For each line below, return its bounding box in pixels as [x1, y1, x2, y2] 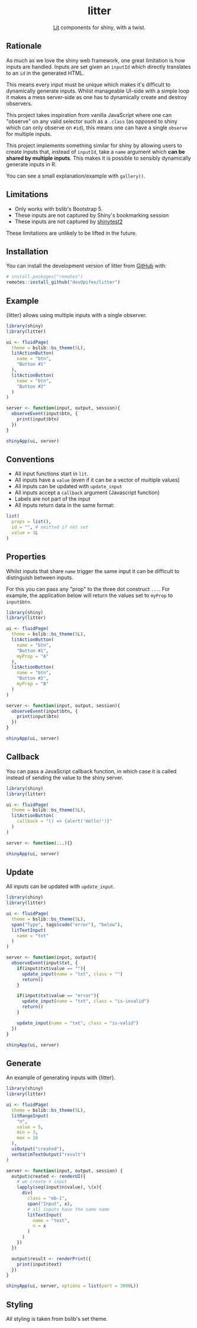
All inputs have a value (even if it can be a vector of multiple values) [14, 476, 180, 483]
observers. [6, 100, 33, 107]
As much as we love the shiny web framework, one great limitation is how [6, 56, 185, 64]
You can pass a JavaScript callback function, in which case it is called [6, 767, 177, 774]
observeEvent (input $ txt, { [11, 960, 78, 966]
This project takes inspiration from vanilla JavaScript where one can [6, 111, 172, 118]
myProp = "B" [17, 681, 49, 687]
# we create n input [17, 1179, 67, 1185]
